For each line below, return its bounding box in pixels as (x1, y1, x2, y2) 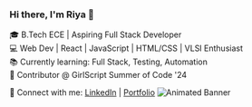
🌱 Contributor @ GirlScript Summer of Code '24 (9, 70, 188, 81)
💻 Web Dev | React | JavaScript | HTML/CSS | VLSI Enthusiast (9, 43, 243, 53)
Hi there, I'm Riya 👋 (9, 8, 95, 21)
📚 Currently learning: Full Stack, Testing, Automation (9, 56, 208, 67)
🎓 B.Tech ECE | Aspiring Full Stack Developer (9, 29, 182, 40)
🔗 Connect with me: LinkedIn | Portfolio (9, 87, 156, 98)
